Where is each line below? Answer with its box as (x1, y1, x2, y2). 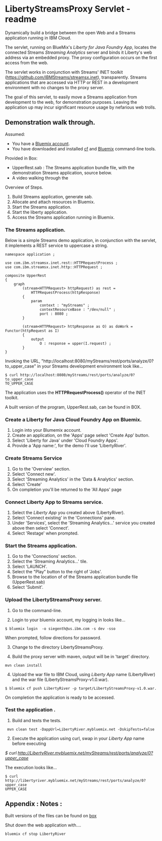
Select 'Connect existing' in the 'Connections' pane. (12, 515, 116, 520)
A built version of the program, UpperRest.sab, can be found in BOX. (5, 404, 142, 410)
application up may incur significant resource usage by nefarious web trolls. (5, 104, 156, 110)
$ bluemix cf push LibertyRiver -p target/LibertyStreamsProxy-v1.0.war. (5, 686, 157, 691)
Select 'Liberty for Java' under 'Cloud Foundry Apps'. (12, 437, 118, 443)
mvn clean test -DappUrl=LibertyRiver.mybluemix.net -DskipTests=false (7, 727, 155, 732)
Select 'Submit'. (12, 584, 44, 590)
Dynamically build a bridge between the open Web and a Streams (5, 30, 136, 35)
